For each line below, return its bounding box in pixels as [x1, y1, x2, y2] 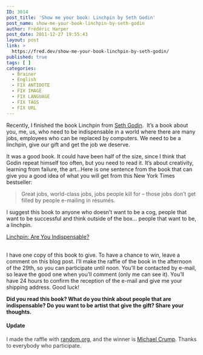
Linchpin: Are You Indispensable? [6, 233, 90, 240]
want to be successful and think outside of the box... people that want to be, [6, 215, 197, 222]
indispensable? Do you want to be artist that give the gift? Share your [6, 302, 184, 309]
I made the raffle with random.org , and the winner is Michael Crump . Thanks [6, 335, 197, 343]
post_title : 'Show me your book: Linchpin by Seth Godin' [6, 15, 156, 21]
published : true [6, 54, 47, 60]
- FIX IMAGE [12, 88, 42, 94]
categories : [6, 65, 36, 72]
